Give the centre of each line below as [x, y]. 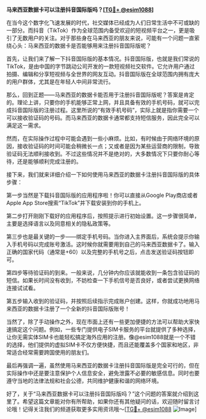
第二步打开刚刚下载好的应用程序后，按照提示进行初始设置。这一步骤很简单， [103, 216]
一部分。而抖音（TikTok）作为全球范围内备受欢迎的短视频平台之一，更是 [98, 30]
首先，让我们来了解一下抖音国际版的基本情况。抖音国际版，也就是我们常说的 [103, 59]
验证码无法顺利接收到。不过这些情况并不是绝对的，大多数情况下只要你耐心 [100, 154]
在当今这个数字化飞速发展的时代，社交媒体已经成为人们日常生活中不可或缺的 [103, 23]
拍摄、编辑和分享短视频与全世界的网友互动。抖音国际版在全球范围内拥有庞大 [103, 74]
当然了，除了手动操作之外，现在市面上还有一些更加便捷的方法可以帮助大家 [100, 322]
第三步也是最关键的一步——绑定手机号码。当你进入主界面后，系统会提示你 [100, 236]
